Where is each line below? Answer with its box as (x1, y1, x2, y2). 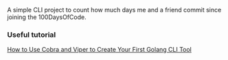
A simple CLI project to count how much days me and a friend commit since (7, 6, 222, 14)
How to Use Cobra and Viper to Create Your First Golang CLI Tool (7, 46, 192, 54)
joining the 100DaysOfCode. (7, 13, 87, 21)
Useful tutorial (7, 30, 56, 40)
